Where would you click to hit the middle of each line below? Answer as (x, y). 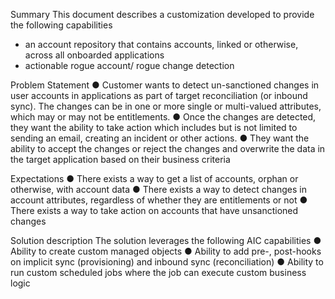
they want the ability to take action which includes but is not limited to (154, 127)
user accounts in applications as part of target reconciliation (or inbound (159, 95)
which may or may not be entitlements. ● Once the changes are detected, (163, 117)
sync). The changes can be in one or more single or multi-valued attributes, (166, 106)
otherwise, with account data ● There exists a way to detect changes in (158, 189)
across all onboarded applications (94, 55)
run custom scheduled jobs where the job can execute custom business (158, 272)
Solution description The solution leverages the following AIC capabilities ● (166, 240)
